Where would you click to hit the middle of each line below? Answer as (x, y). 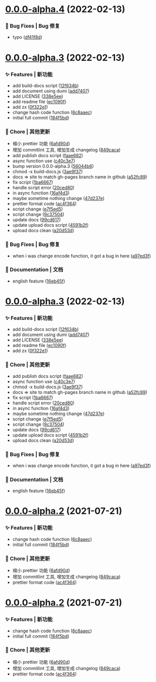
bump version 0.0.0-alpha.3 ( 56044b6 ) (53, 166)
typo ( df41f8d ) (27, 37)
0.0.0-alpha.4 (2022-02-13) (65, 9)
